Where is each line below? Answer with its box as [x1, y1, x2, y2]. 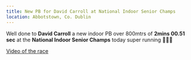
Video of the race [6, 47, 48, 54]
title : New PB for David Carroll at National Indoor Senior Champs [6, 8, 176, 15]
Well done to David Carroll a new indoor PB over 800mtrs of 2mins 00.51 [6, 30, 185, 37]
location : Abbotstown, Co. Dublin [6, 14, 92, 20]
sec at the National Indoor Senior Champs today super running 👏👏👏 [6, 36, 173, 43]
